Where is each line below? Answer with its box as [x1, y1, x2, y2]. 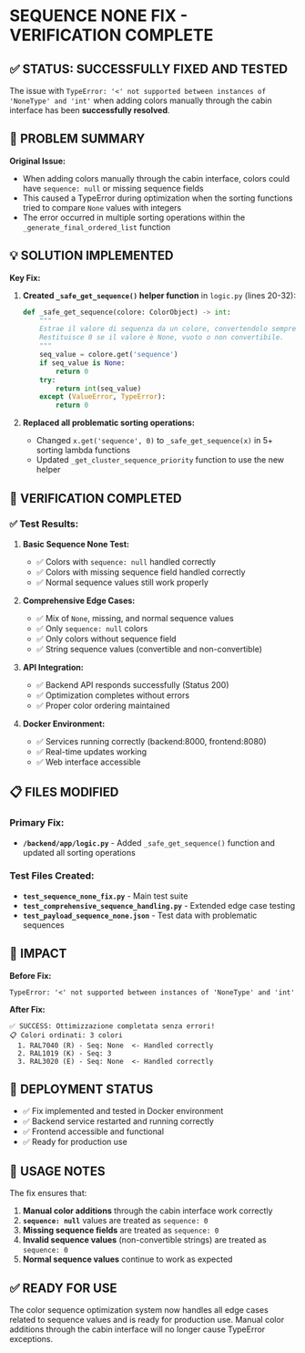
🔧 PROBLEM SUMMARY [9, 131, 146, 147]
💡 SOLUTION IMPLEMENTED [9, 248, 174, 264]
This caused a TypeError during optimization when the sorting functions [22, 193, 293, 203]
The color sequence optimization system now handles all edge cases [9, 1305, 269, 1316]
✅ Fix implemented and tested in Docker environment [22, 1106, 224, 1117]
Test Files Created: [9, 869, 95, 882]
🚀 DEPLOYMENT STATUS [9, 1082, 154, 1097]
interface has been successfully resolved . [9, 105, 170, 115]
